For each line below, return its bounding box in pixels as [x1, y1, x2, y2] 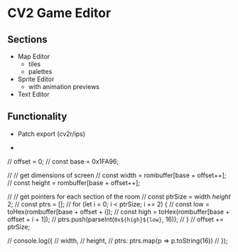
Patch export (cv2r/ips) [17, 130, 86, 138]
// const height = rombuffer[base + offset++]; [7, 178, 141, 187]
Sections [7, 33, 48, 46]
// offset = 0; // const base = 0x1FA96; [7, 157, 119, 165]
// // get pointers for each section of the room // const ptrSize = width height [7, 192, 231, 201]
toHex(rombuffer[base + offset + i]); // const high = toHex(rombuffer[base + [7, 207, 230, 216]
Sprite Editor [17, 75, 55, 83]
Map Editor [17, 52, 50, 61]
